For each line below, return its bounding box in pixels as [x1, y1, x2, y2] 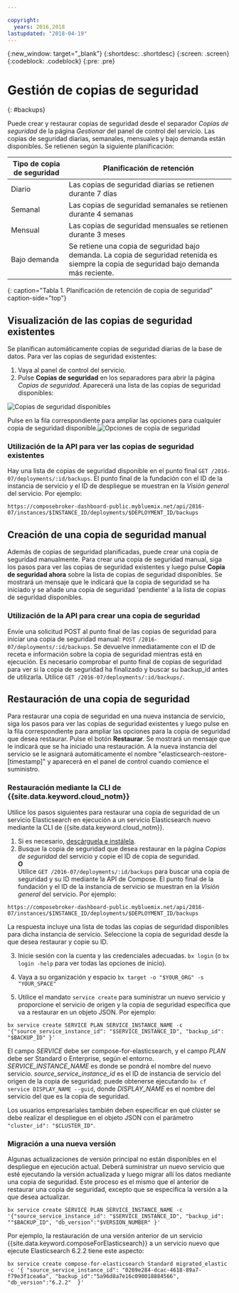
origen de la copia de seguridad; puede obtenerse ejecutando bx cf [7, 1076, 207, 1085]
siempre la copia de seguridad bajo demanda [68, 259, 220, 269]
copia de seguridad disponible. [7, 424, 98, 432]
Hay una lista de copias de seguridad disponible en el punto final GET [7, 467, 208, 475]
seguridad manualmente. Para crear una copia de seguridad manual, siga [7, 555, 223, 564]
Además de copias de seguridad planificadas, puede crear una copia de [7, 548, 219, 556]
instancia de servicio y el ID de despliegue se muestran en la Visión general [7, 482, 229, 490]
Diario [11, 185, 31, 194]
